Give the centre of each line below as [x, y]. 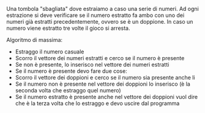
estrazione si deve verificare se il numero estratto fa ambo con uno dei [95, 15]
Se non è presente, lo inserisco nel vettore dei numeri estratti [92, 64]
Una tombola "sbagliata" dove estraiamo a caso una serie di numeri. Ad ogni [102, 9]
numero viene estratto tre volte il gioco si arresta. [68, 28]
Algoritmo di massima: [35, 40]
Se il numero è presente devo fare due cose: [71, 71]
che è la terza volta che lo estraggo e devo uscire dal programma [97, 103]
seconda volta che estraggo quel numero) [68, 90]
